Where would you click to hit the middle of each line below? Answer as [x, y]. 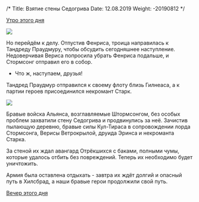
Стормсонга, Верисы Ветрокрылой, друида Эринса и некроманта [90, 133]
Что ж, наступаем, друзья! [49, 73]
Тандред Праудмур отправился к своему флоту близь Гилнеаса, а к [93, 85]
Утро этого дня [25, 20]
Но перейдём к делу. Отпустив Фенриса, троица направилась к [87, 43]
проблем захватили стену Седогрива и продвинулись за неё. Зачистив [97, 120]
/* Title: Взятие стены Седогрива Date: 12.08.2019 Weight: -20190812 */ [96, 9]
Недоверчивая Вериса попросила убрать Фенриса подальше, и [88, 55]
